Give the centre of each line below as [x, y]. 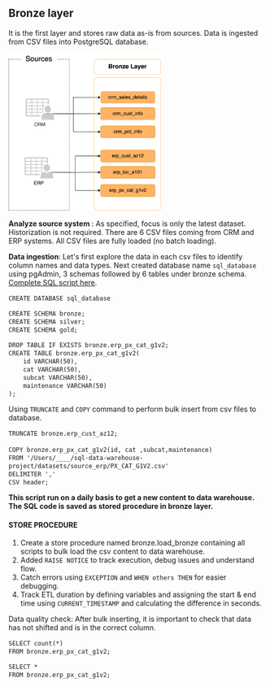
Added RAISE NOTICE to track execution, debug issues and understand [137, 560]
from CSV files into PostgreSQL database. [78, 41]
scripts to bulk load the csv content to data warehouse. [113, 551]
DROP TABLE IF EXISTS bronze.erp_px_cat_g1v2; [89, 346]
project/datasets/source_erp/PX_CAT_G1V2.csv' [89, 467]
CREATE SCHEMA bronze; [47, 314]
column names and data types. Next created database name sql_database [133, 265]
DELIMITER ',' [33, 475]
